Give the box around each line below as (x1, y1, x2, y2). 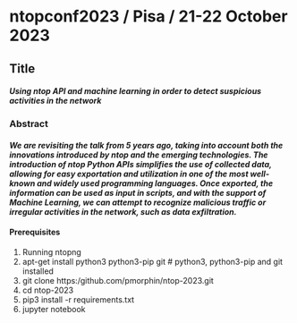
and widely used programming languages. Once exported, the (37, 177, 274, 189)
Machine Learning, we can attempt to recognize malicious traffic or (9, 197, 267, 208)
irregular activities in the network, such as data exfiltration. (9, 206, 237, 217)
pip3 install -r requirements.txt (21, 293, 135, 305)
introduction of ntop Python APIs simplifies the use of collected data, (9, 158, 273, 169)
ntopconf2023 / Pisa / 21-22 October (9, 6, 288, 27)
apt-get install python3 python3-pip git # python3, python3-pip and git (21, 256, 284, 267)
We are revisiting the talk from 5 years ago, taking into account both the (9, 140, 284, 150)
